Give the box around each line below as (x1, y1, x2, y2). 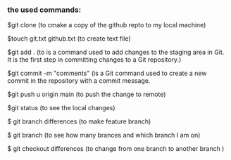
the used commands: (7, 5, 82, 15)
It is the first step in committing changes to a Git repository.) (7, 55, 182, 64)
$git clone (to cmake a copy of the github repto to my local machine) (7, 21, 206, 29)
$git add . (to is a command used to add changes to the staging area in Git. (7, 48, 225, 57)
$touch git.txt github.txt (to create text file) (7, 34, 132, 43)
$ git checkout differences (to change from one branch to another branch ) (7, 145, 225, 153)
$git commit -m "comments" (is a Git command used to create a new (7, 69, 207, 78)
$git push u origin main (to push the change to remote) (7, 90, 166, 99)
